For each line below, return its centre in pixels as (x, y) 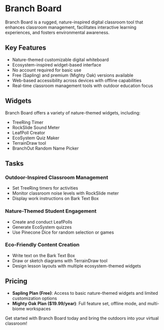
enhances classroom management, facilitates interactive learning (71, 27)
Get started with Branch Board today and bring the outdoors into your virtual (82, 318)
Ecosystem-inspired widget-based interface (57, 65)
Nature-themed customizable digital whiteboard (60, 60)
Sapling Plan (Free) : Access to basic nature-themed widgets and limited (85, 293)
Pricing (16, 281)
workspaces (38, 308)
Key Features (26, 48)
